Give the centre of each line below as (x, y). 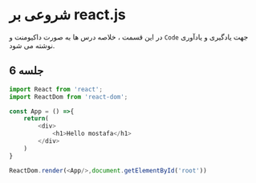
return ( (36, 119)
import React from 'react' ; (56, 89)
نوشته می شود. (32, 45)
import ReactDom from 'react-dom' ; (69, 97)
